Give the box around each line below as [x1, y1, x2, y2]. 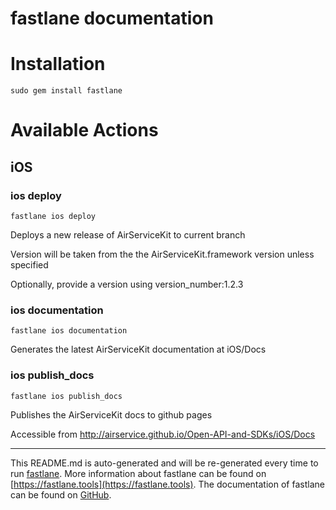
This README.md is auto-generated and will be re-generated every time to [10, 457, 319, 469]
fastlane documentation [10, 7, 214, 30]
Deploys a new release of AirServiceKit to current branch [10, 229, 246, 241]
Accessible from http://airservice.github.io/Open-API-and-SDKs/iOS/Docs [10, 428, 316, 440]
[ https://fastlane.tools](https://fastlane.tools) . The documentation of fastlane [10, 478, 325, 490]
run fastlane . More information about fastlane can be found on [10, 467, 267, 479]
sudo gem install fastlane [10, 86, 123, 96]
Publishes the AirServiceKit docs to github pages [10, 408, 213, 421]
